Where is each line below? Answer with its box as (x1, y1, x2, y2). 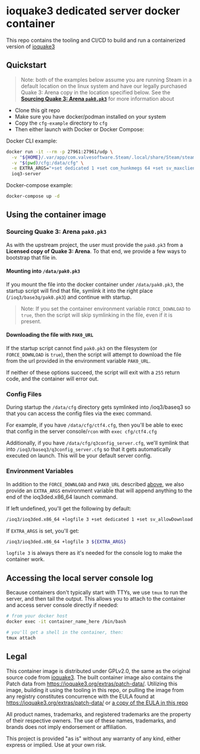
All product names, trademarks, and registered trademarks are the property (6, 710, 192, 718)
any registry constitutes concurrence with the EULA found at (6, 693, 155, 700)
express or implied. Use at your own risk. (6, 741, 107, 748)
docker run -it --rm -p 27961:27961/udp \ (6, 149, 113, 154)
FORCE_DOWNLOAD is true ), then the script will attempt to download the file (6, 351, 182, 359)
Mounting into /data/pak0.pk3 (6, 267, 80, 275)
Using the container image (6, 210, 107, 220)
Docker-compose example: (6, 182, 73, 189)
